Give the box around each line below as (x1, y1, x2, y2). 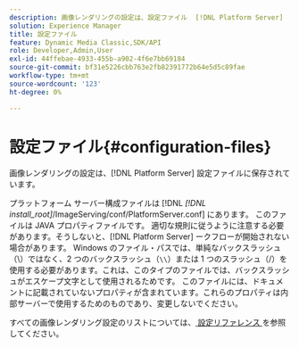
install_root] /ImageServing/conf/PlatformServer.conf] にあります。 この (9, 209, 271, 219)
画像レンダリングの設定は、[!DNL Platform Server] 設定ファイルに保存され (9, 168, 283, 178)
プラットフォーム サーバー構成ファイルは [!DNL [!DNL (9, 198, 207, 209)
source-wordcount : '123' (9, 79, 102, 88)
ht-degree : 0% (9, 87, 62, 96)
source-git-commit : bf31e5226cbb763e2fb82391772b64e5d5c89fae (9, 63, 245, 72)
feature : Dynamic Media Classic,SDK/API (9, 37, 162, 47)
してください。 (9, 328, 64, 339)
